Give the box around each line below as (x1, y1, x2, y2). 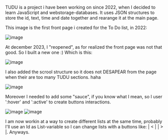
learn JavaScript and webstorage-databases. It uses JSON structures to (5, 10, 155, 16)
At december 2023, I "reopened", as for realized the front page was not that (5, 44, 162, 50)
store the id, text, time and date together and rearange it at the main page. (5, 15, 159, 21)
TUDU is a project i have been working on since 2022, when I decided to (5, 5, 156, 10)
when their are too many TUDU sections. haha (5, 74, 101, 80)
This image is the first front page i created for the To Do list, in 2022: (5, 25, 147, 31)
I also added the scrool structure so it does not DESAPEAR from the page (5, 69, 157, 75)
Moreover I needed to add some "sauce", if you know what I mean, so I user (5, 94, 162, 99)
